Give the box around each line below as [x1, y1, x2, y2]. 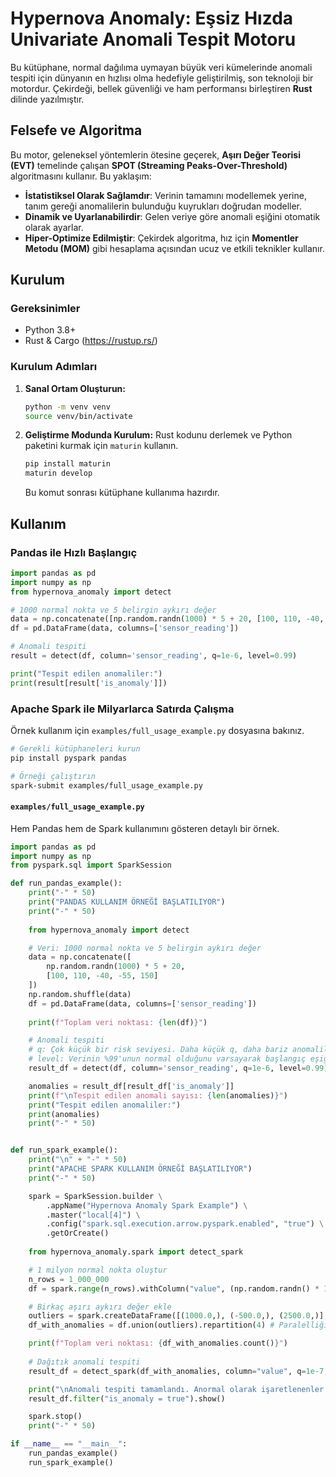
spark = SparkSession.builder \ [28, 1191, 163, 1201]
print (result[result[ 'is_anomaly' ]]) [10, 678, 168, 688]
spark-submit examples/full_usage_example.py [10, 780, 203, 791]
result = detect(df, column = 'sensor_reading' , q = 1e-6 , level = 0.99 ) [10, 651, 298, 661]
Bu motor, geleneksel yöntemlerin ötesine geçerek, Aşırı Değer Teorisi [10, 148, 301, 161]
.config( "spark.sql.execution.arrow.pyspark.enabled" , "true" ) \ [46, 1219, 325, 1229]
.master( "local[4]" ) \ [46, 1210, 141, 1220]
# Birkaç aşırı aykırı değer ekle [28, 1302, 172, 1312]
